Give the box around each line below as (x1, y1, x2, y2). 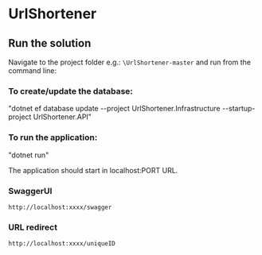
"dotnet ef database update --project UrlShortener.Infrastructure (8, 104, 221, 114)
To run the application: (8, 132, 98, 143)
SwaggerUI (8, 185, 53, 196)
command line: (8, 66, 57, 75)
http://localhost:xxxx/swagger (8, 203, 112, 211)
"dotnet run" (8, 150, 49, 160)
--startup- (221, 104, 256, 114)
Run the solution (8, 37, 92, 50)
